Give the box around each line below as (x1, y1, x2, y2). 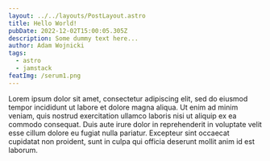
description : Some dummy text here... (8, 34, 139, 43)
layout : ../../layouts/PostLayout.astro (8, 11, 147, 20)
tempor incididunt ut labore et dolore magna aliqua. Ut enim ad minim (8, 102, 239, 112)
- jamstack (15, 64, 52, 72)
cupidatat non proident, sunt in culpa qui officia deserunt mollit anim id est (8, 136, 255, 146)
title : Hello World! (8, 19, 78, 27)
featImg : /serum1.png (8, 72, 81, 80)
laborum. (8, 145, 39, 155)
